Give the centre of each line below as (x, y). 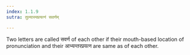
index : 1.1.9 (22, 12)
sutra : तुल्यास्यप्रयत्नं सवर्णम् (33, 17)
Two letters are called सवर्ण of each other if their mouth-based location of (95, 39)
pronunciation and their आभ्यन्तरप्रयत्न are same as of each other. (82, 46)
